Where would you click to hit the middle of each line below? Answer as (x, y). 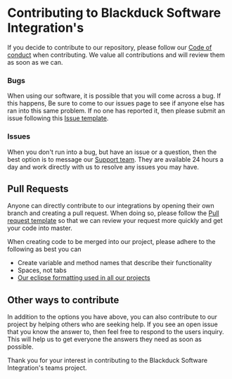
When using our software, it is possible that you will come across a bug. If (114, 96)
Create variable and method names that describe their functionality (115, 263)
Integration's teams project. (47, 368)
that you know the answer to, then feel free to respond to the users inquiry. (116, 332)
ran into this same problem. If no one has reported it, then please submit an (116, 111)
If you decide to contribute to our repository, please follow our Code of (110, 47)
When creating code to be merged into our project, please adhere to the (111, 242)
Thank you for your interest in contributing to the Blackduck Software (108, 361)
